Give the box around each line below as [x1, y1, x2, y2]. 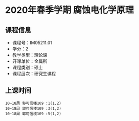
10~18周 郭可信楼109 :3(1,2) [5, 106, 62, 111]
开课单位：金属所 [12, 58, 47, 64]
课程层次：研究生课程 [12, 71, 56, 77]
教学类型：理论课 [12, 52, 47, 58]
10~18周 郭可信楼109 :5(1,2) [5, 111, 62, 116]
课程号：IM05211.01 [12, 40, 52, 45]
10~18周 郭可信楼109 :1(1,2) [5, 101, 62, 106]
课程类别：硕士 [12, 65, 43, 70]
